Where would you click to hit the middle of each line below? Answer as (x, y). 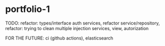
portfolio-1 (28, 9)
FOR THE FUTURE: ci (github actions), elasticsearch (59, 38)
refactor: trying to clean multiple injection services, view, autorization (77, 28)
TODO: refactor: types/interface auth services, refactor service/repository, (82, 23)
